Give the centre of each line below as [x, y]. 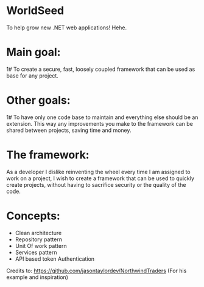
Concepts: [33, 216]
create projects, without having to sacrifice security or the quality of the [97, 184]
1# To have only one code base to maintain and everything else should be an [102, 117]
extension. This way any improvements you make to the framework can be [100, 123]
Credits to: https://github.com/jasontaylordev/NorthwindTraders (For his [97, 271]
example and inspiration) [37, 277]
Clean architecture [38, 233]
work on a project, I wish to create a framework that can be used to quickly [100, 178]
